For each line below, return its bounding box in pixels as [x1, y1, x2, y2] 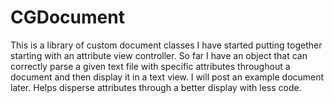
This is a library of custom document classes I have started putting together [10, 39, 323, 51]
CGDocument [10, 6, 125, 29]
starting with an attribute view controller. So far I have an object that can [10, 49, 308, 61]
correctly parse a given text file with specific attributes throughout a [10, 60, 291, 72]
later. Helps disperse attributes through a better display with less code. [10, 81, 302, 93]
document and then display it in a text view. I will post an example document [10, 71, 325, 83]
